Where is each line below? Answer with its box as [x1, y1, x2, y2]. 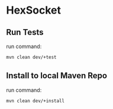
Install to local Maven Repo [6, 70, 108, 81]
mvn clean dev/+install [6, 98, 65, 104]
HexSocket [6, 4, 61, 17]
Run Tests [6, 27, 44, 37]
